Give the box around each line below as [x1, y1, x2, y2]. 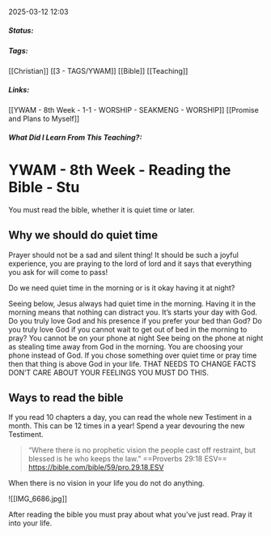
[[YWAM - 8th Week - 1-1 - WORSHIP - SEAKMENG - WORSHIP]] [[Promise [8, 105, 259, 115]
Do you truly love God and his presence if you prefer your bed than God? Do [8, 315, 263, 325]
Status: [8, 25, 34, 35]
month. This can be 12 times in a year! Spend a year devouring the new [8, 421, 245, 431]
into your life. [8, 518, 53, 528]
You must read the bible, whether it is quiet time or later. [8, 204, 196, 214]
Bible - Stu [8, 178, 80, 197]
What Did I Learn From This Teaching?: [8, 132, 142, 142]
